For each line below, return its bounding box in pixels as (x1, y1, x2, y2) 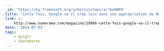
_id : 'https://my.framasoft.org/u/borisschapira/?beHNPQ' (5, 7, 125, 12)
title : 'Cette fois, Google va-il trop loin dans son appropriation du (5, 12, 154, 17)
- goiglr (14, 34, 32, 39)
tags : (5, 30, 16, 34)
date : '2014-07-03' (5, 25, 45, 30)
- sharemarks (14, 39, 41, 44)
